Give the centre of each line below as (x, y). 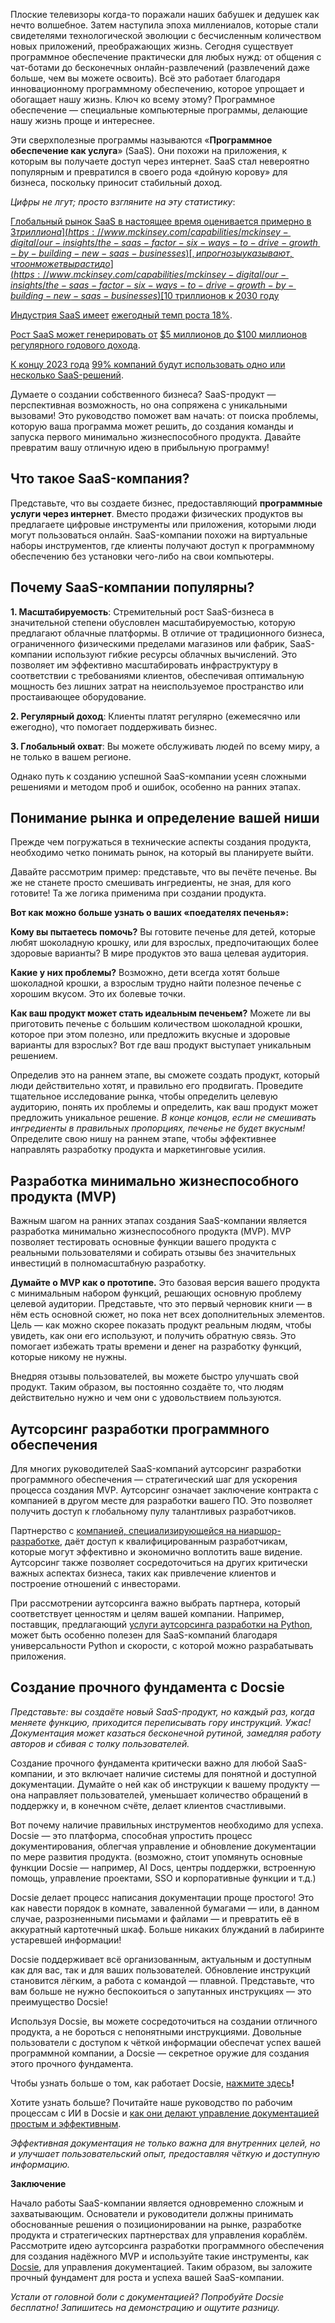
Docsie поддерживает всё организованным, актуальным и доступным (161, 1959)
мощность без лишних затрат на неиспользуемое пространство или (157, 686)
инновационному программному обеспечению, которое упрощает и (157, 88)
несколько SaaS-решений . (67, 375)
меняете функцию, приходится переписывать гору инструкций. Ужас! (161, 1722)
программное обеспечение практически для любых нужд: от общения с (166, 57)
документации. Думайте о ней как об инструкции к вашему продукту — (165, 1784)
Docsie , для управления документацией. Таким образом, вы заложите (161, 2266)
